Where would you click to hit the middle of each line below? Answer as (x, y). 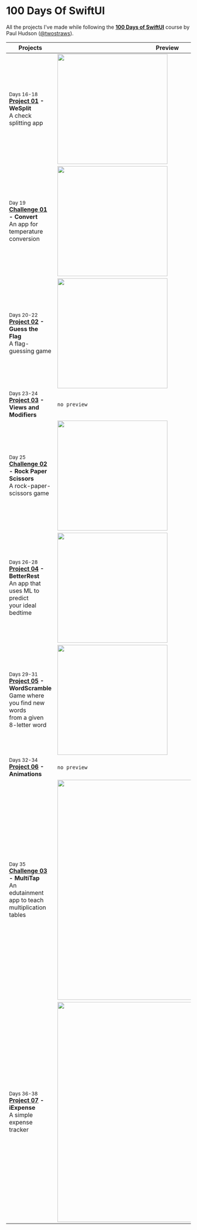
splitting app (26, 123)
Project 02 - (27, 321)
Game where (27, 695)
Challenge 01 (28, 209)
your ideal (23, 605)
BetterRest (24, 576)
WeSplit (20, 108)
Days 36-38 (23, 1093)
